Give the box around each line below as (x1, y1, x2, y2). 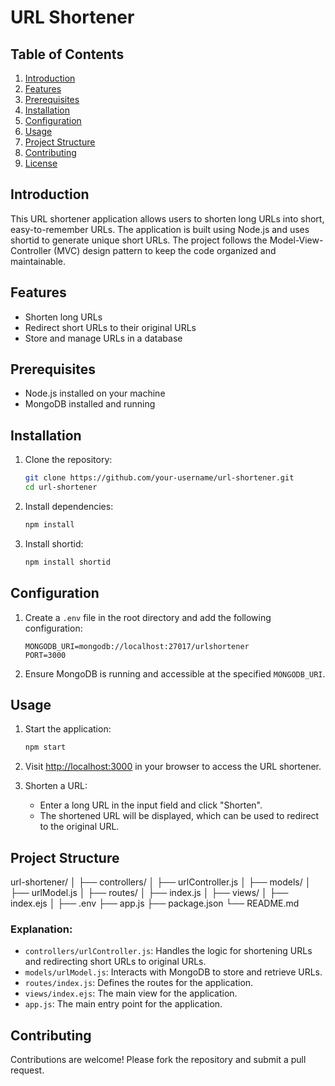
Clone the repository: (24, 454, 113, 466)
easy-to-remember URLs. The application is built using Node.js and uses (10, 223, 310, 235)
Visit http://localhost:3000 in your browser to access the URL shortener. (24, 761, 322, 773)
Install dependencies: (24, 501, 114, 512)
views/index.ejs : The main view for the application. (24, 987, 238, 1000)
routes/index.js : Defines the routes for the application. (24, 977, 254, 989)
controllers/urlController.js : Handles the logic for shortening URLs (24, 945, 313, 957)
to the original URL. (39, 821, 120, 833)
